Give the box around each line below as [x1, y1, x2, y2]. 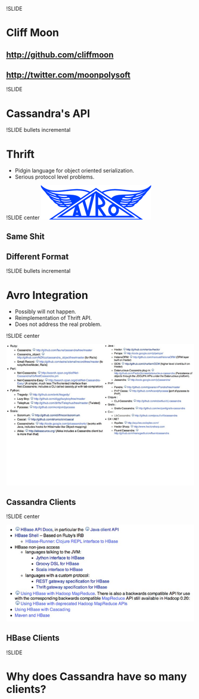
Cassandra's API [6, 107, 91, 120]
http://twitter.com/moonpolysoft [6, 70, 131, 80]
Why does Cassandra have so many [6, 670, 187, 683]
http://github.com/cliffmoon [6, 50, 114, 60]
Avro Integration [6, 288, 88, 302]
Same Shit [6, 231, 45, 241]
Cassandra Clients [6, 497, 76, 507]
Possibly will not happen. [14, 308, 76, 315]
